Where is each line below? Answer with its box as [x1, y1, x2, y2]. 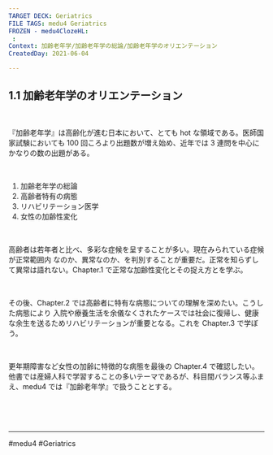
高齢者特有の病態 [19, 191, 78, 201]
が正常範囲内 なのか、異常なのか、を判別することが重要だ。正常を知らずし [8, 254, 259, 264]
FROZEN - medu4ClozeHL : [8, 27, 89, 35]
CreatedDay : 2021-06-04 [8, 50, 89, 58]
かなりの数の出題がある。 [8, 148, 94, 158]
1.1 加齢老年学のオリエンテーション [8, 89, 183, 102]
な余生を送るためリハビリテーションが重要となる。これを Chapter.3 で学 [8, 318, 252, 327]
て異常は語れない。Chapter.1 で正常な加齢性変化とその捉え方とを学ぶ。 [8, 265, 248, 275]
